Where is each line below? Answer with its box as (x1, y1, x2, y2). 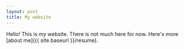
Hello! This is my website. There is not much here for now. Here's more (6, 30, 179, 37)
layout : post (6, 8, 38, 15)
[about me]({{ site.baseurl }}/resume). (6, 37, 98, 44)
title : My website (6, 14, 51, 20)
